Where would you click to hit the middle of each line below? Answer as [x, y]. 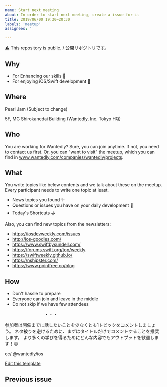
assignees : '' [20, 29]
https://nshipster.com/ [35, 260]
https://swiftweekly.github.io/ [42, 255]
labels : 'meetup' [23, 24]
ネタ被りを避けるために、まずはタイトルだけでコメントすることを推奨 [87, 331]
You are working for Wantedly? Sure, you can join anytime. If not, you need [82, 146]
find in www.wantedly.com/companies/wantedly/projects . [64, 157]
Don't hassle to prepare [37, 294]
